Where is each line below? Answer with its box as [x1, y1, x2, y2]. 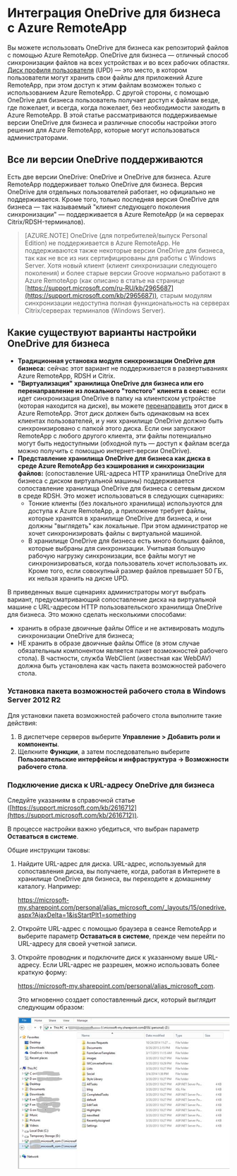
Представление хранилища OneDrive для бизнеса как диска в [17, 454, 211, 462]
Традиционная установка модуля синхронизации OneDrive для [17, 356, 215, 365]
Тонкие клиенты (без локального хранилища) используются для [28, 499, 223, 508]
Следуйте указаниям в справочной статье [7, 796, 135, 805]
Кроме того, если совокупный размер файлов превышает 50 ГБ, [28, 566, 224, 575]
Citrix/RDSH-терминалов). [7, 217, 86, 226]
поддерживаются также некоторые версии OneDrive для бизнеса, [24, 246, 225, 255]
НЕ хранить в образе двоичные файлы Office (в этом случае [17, 639, 200, 647]
